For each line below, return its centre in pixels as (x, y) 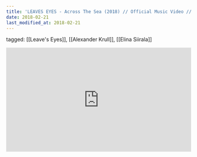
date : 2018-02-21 (28, 17)
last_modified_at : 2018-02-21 (43, 23)
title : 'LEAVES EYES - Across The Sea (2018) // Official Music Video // (99, 12)
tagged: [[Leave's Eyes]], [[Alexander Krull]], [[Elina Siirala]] (79, 40)
